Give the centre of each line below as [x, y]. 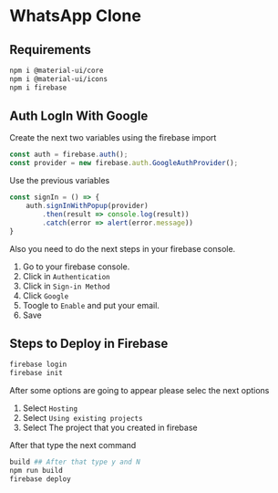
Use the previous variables [60, 181]
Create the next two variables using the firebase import [113, 138]
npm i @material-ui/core [57, 70]
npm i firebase [38, 88]
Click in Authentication [67, 276]
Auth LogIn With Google [79, 116]
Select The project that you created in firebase [110, 428]
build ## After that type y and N [75, 462]
